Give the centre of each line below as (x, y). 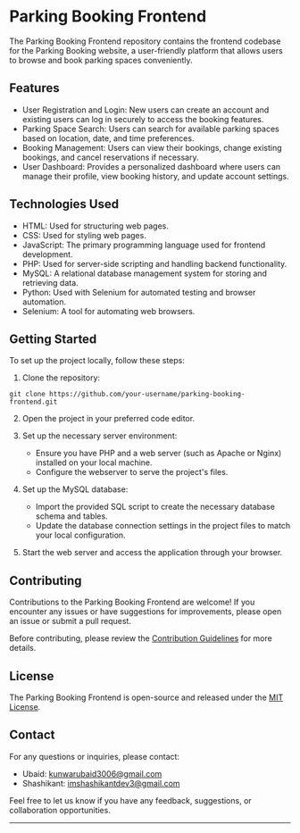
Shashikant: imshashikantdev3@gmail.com (101, 783)
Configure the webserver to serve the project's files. (132, 472)
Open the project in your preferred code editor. (108, 419)
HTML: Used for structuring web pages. (96, 226)
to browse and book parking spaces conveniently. (101, 60)
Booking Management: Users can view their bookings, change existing (152, 147)
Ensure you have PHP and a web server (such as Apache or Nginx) (158, 454)
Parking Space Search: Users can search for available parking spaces (150, 129)
